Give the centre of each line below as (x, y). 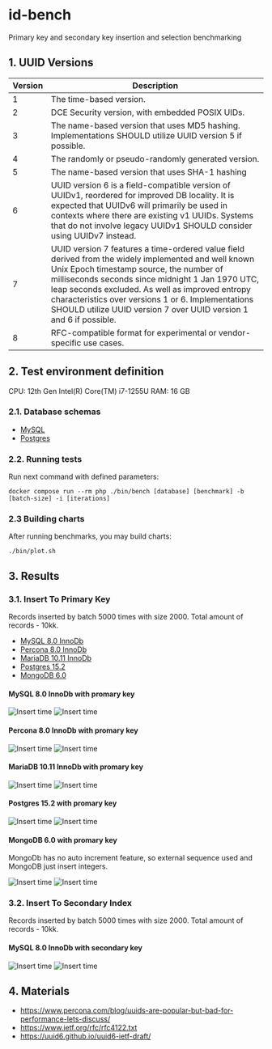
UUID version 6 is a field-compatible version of (141, 185)
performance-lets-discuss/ (65, 1019)
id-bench (40, 15)
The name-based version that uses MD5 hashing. (146, 125)
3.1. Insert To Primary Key (59, 599)
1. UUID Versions (51, 63)
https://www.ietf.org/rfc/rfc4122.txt (79, 1028)
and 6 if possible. (84, 319)
